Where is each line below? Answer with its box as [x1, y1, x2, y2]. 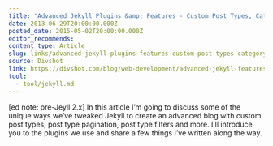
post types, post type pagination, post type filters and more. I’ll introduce [8, 119, 253, 129]
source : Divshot [8, 58, 63, 66]
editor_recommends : [8, 34, 75, 43]
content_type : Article [8, 42, 85, 50]
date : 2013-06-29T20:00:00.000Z [8, 19, 118, 28]
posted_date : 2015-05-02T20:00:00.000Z [8, 27, 144, 35]
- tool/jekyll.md [15, 79, 75, 88]
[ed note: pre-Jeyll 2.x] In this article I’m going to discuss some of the [8, 102, 241, 112]
